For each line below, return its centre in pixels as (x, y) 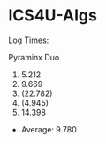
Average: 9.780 (49, 129)
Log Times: (29, 40)
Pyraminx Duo (34, 57)
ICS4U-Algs (53, 16)
